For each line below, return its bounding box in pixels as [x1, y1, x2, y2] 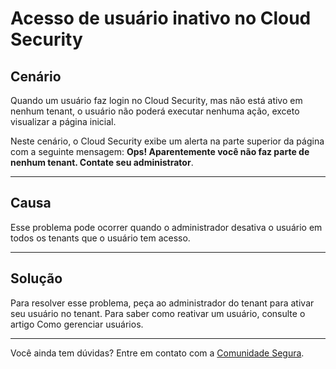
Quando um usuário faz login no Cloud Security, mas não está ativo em [10, 95, 303, 106]
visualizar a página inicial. [10, 116, 117, 127]
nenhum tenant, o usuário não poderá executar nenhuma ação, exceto [10, 105, 300, 117]
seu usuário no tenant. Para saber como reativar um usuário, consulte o [10, 307, 306, 319]
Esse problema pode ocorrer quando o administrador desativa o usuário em [10, 221, 323, 233]
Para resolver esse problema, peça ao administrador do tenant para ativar [10, 297, 315, 309]
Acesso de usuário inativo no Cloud [10, 7, 312, 30]
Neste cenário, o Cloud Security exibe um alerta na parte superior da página [10, 135, 325, 147]
